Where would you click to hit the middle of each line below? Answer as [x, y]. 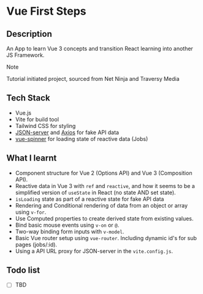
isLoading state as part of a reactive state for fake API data [90, 199]
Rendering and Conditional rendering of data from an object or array [101, 205]
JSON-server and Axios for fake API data [67, 132]
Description [29, 34]
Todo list [23, 270]
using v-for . [31, 212]
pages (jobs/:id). [36, 244]
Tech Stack [28, 98]
